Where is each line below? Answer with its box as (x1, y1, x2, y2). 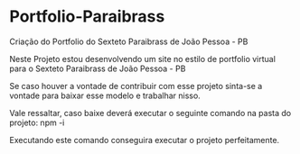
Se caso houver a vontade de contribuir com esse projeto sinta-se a (9, 80, 263, 91)
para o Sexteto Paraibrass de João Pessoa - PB (9, 63, 186, 74)
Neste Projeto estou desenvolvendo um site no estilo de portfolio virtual (9, 53, 276, 64)
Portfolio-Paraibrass (9, 6, 165, 27)
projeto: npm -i (9, 117, 65, 128)
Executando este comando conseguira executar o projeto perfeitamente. (9, 134, 280, 145)
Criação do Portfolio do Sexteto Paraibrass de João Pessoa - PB (9, 36, 248, 47)
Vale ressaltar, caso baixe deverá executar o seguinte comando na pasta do (9, 107, 292, 118)
